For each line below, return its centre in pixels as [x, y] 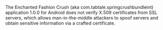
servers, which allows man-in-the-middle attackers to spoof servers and [82, 18]
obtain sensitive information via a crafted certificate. [60, 23]
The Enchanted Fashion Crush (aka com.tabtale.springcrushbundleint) [79, 7]
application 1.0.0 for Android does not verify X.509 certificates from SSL [81, 12]
